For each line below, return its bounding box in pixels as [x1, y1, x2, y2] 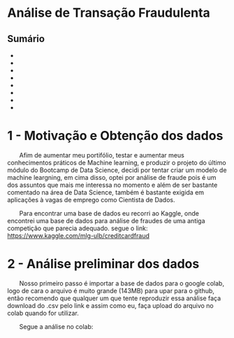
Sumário [7, 33, 45, 45]
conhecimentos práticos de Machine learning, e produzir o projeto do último [7, 158, 226, 167]
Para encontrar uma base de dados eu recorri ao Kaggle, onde [19, 209, 200, 218]
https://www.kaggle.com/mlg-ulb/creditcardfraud [7, 231, 150, 239]
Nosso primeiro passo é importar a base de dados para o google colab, [19, 279, 225, 288]
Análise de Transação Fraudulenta [7, 5, 211, 21]
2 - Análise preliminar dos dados [7, 256, 200, 272]
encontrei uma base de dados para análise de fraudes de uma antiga [7, 216, 205, 225]
